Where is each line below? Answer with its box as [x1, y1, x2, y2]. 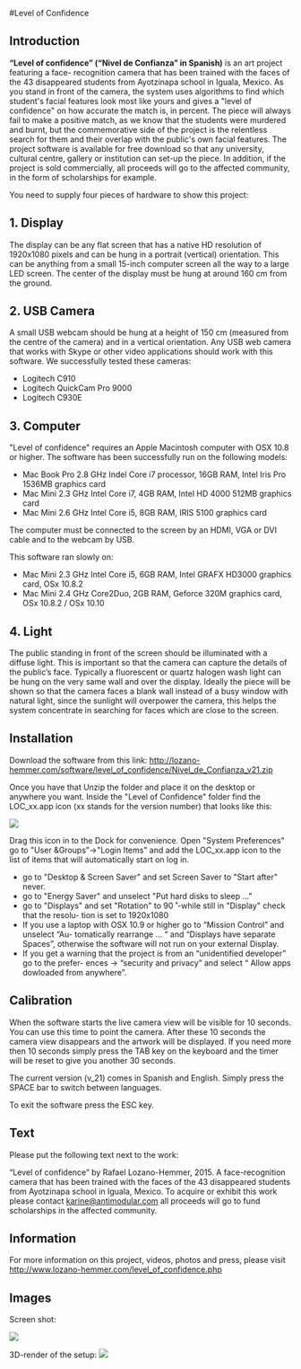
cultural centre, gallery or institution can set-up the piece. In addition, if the [9, 153, 287, 163]
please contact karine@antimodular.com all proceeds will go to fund [9, 1195, 261, 1206]
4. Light [9, 623, 53, 639]
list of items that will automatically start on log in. [9, 853, 190, 865]
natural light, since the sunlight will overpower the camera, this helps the [9, 695, 277, 706]
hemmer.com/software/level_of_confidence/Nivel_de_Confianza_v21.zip [9, 764, 273, 775]
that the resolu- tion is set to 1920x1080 [21, 909, 169, 920]
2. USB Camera [9, 304, 96, 319]
